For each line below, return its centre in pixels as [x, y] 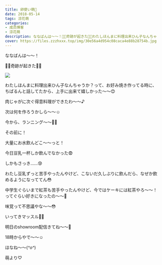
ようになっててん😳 [32, 179]
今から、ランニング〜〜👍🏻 [31, 122]
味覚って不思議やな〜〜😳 [30, 206]
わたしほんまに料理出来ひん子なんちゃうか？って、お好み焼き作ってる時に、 [81, 85]
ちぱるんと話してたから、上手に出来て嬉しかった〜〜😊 [60, 91]
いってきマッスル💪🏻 [25, 217]
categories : [17, 23]
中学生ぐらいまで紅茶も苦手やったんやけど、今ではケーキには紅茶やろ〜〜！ [81, 190]
